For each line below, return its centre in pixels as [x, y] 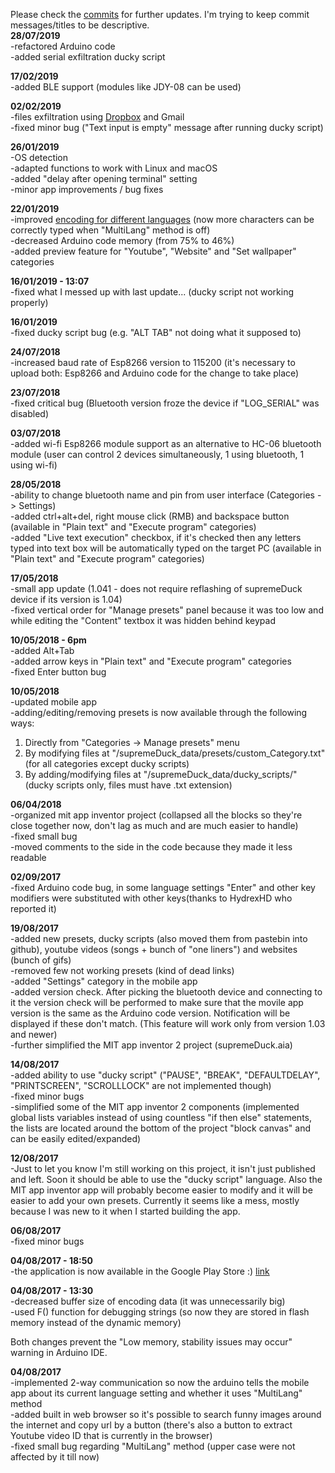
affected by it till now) [55, 1457]
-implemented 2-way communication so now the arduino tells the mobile [160, 1382]
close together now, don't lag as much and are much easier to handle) [154, 825]
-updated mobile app [53, 702]
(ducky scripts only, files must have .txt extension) [128, 785]
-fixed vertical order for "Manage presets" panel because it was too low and [167, 610]
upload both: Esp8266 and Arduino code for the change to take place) [155, 373]
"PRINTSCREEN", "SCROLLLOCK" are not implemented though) [141, 1085]
